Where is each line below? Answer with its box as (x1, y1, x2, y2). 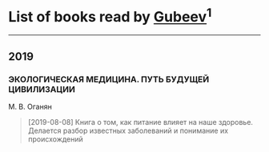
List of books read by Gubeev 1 (8, 5, 212, 26)
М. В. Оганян (8, 102, 52, 111)
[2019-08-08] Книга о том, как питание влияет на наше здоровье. (27, 117, 254, 126)
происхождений (27, 134, 84, 144)
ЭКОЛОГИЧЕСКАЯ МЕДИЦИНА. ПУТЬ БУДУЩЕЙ (8, 74, 210, 85)
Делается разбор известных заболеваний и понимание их (27, 126, 229, 135)
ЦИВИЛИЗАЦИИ (8, 83, 76, 94)
